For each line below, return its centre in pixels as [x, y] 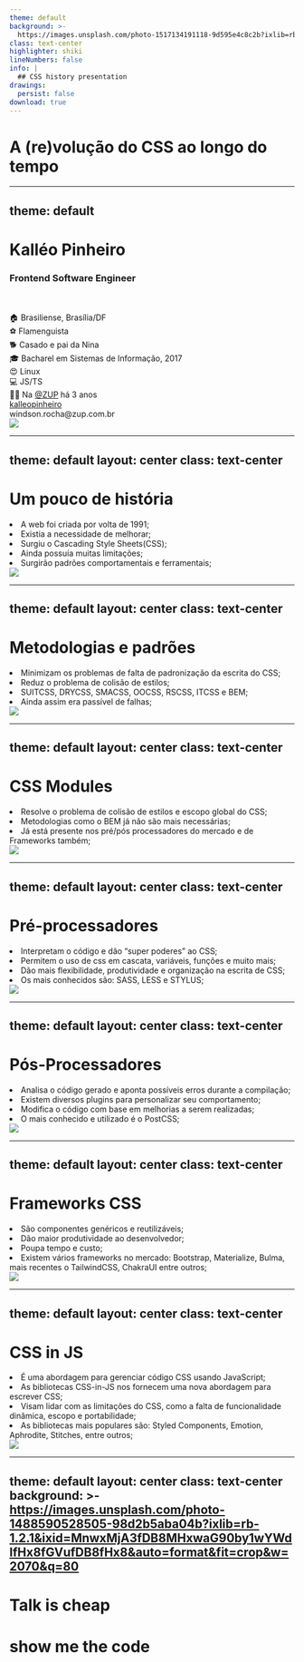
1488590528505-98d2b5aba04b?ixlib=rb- [134, 1524]
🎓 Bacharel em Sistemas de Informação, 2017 [96, 358]
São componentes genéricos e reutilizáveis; [102, 1229]
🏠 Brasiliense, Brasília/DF [58, 317]
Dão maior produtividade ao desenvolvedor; [103, 1239]
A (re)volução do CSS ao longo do [138, 147]
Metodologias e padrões [103, 648]
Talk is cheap [60, 1605]
